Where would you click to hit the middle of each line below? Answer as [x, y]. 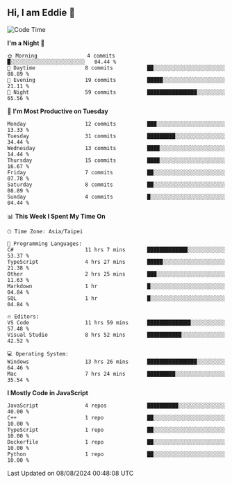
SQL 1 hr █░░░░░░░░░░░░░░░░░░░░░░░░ [116, 298]
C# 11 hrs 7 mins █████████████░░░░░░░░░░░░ [116, 250]
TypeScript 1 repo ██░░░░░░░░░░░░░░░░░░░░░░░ [116, 430]
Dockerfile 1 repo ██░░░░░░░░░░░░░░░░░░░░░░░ [116, 442]
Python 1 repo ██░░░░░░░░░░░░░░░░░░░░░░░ [116, 454]
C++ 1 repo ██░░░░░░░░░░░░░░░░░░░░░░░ [116, 417]
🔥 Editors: [23, 317]
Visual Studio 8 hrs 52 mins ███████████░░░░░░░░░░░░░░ [116, 335]
